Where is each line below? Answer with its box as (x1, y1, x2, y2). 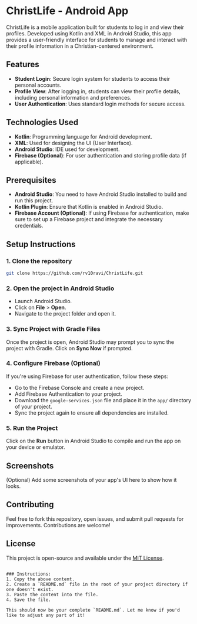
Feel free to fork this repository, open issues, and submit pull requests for (6, 515, 184, 523)
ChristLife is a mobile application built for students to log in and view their (6, 24, 184, 31)
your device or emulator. (6, 444, 66, 451)
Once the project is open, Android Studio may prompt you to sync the (6, 338, 175, 346)
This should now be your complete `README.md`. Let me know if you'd (6, 607, 181, 613)
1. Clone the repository (6, 257, 72, 265)
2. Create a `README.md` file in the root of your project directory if (6, 581, 188, 587)
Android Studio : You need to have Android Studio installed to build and (14, 191, 187, 198)
